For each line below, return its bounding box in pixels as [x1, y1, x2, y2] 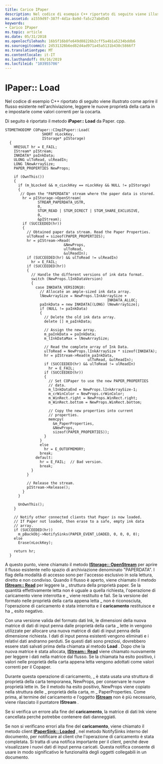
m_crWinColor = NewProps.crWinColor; [48, 391, 125, 396]
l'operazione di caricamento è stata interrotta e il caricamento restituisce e [5, 603, 155, 609]
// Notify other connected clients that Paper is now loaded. [14, 515, 142, 520]
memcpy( [48, 417, 64, 422]
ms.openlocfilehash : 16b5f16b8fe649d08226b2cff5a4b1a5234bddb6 [5, 39, 136, 44]
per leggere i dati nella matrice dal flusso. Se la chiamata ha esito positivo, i [5, 654, 156, 659]
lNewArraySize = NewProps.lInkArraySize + [39, 294, 127, 299]
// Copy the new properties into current [48, 409, 133, 413]
